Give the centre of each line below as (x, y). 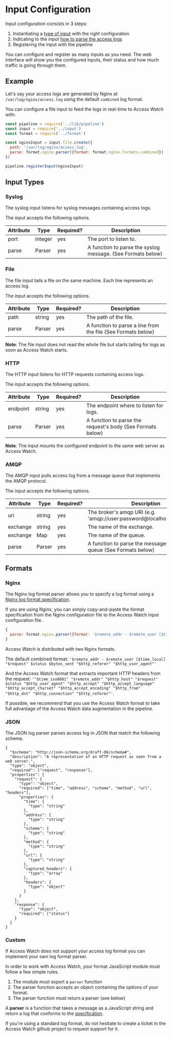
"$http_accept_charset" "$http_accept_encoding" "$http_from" (73, 688)
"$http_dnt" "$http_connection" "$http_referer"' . (60, 693)
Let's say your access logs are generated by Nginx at (61, 94)
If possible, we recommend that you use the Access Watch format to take (83, 703)
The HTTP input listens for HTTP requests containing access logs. (75, 375)
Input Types (25, 182)
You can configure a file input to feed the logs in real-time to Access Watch (84, 109)
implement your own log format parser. (46, 957)
